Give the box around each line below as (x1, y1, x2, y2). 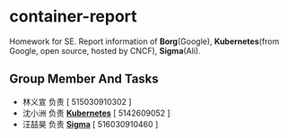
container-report (9, 6, 137, 27)
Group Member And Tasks (9, 72, 159, 87)
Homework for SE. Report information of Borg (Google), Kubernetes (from (9, 36, 280, 47)
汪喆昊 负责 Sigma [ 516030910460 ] (22, 118, 159, 129)
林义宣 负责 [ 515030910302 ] (22, 96, 132, 107)
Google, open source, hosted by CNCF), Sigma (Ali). (9, 45, 201, 56)
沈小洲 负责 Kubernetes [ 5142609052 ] (22, 108, 170, 118)
